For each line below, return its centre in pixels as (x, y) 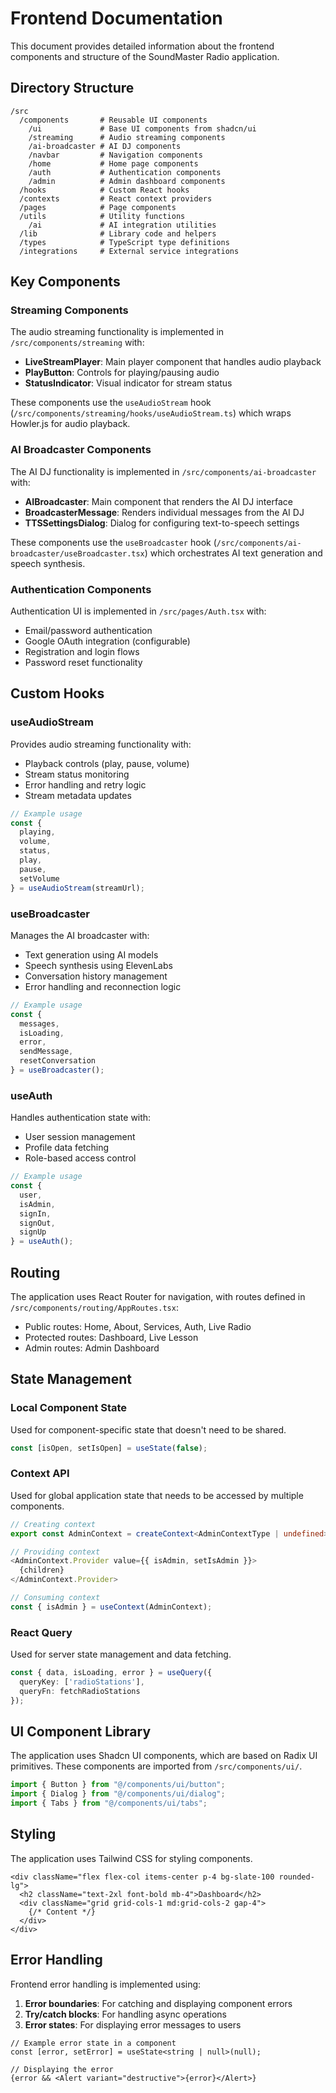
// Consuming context (55, 1598)
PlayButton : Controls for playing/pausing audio (122, 373)
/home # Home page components (113, 163)
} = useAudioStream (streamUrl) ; (77, 888)
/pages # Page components (98, 207)
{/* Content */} (62, 1912)
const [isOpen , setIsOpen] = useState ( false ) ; (109, 1448)
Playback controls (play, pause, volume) (107, 763)
